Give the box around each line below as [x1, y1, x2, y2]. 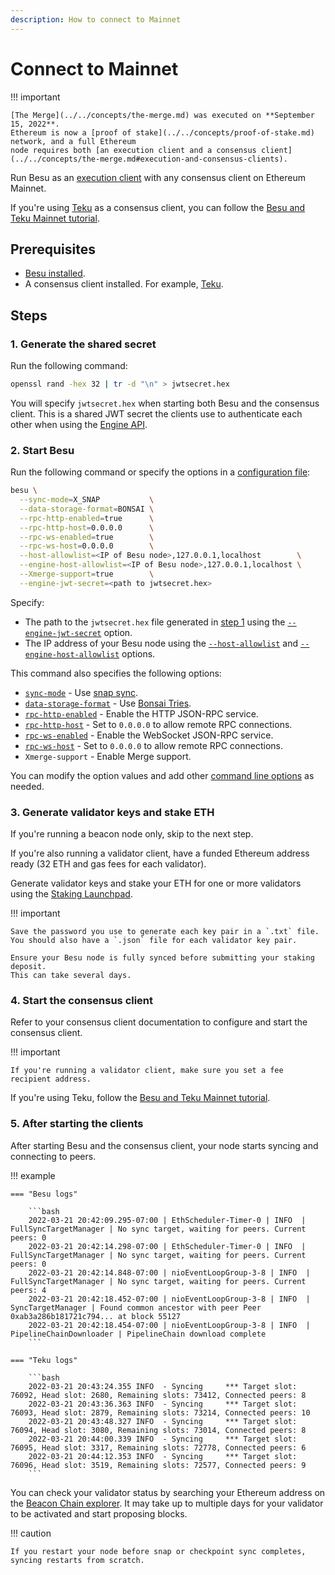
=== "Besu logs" [10, 1189, 78, 1199]
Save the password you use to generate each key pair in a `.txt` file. [10, 927, 320, 937]
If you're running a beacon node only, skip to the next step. [10, 828, 254, 840]
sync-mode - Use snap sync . [24, 686, 139, 698]
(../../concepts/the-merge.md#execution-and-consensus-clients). [10, 154, 288, 164]
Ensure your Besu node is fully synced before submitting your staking [10, 953, 315, 963]
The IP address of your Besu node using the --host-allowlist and [24, 637, 299, 649]
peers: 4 [10, 1285, 47, 1295]
